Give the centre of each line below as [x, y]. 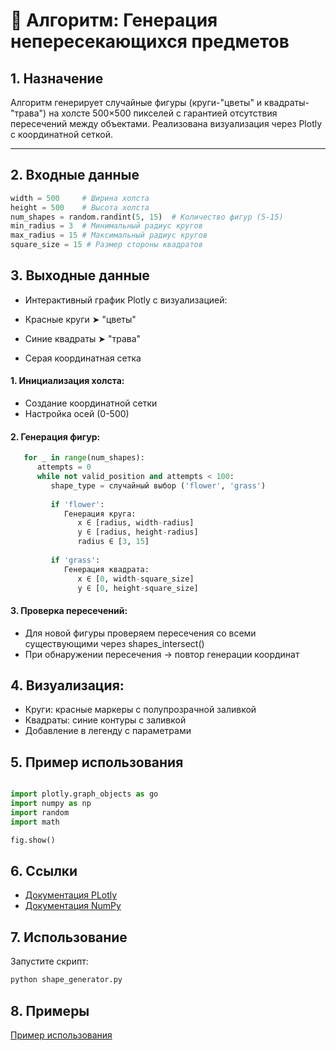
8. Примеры [50, 1010]
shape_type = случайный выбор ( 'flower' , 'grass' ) [158, 485]
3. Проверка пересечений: [69, 610]
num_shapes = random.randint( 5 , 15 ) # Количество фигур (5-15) [147, 217]
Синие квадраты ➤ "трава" [83, 338]
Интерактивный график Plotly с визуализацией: [126, 300]
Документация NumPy [73, 906]
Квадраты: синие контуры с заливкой [105, 720]
